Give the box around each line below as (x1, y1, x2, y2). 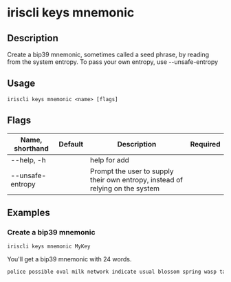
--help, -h (10, 155, 46, 164)
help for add (89, 155, 129, 164)
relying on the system (89, 184, 160, 193)
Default (58, 139, 84, 149)
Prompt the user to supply (89, 166, 174, 176)
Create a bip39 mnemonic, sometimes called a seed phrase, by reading (7, 50, 210, 58)
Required (190, 139, 221, 149)
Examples (7, 207, 50, 219)
